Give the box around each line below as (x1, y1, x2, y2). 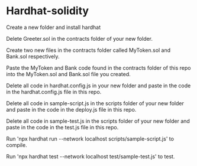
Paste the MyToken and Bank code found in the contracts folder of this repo (6, 64, 191, 71)
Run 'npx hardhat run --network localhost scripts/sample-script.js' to (6, 135, 175, 142)
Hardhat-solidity (6, 4, 89, 18)
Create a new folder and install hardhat (6, 24, 101, 31)
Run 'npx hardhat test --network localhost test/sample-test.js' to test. (6, 152, 175, 160)
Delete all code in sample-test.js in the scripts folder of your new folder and (6, 117, 190, 125)
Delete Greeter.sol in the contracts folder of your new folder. (6, 35, 153, 42)
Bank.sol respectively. (6, 53, 60, 60)
